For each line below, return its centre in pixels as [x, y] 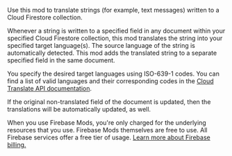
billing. [17, 145]
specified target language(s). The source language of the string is [101, 45]
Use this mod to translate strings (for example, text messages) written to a [113, 10]
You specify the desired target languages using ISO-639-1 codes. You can [114, 73]
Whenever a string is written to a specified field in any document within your [116, 31]
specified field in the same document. [61, 60]
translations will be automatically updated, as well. [79, 109]
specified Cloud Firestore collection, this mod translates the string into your [115, 38]
